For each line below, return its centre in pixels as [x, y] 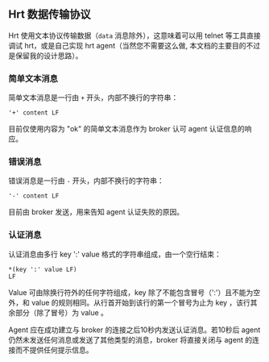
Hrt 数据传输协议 [50, 15]
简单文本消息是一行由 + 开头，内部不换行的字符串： [93, 98]
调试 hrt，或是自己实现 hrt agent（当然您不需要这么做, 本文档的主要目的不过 [134, 45]
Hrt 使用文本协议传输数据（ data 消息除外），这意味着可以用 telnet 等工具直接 [134, 35]
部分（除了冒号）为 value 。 [62, 312]
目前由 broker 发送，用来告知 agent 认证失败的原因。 [96, 212]
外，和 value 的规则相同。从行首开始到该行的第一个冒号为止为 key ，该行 [130, 302]
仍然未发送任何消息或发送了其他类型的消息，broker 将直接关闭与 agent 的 [130, 339]
